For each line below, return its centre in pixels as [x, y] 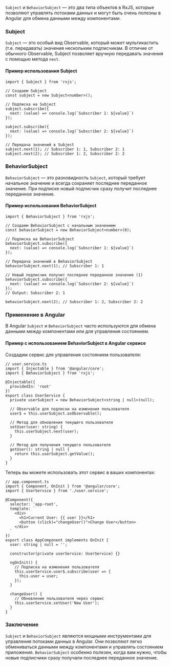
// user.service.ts [26, 364]
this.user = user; [38, 576]
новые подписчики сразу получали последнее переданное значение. [82, 658]
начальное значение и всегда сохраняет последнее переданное [76, 183]
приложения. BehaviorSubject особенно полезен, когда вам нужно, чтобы [86, 652]
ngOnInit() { [24, 562]
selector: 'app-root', [34, 504]
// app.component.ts [27, 482]
